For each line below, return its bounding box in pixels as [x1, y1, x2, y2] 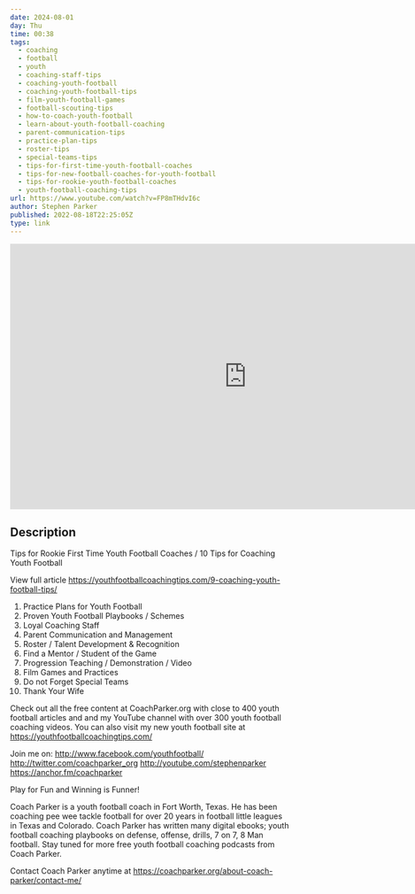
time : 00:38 [10, 29, 54, 38]
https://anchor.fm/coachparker [10, 767, 123, 778]
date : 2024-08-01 [10, 12, 74, 22]
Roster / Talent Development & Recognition [22, 639, 180, 650]
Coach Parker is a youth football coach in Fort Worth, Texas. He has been [10, 802, 278, 813]
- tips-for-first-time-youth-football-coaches [18, 161, 193, 170]
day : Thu [10, 21, 42, 30]
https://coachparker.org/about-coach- [133, 866, 273, 876]
